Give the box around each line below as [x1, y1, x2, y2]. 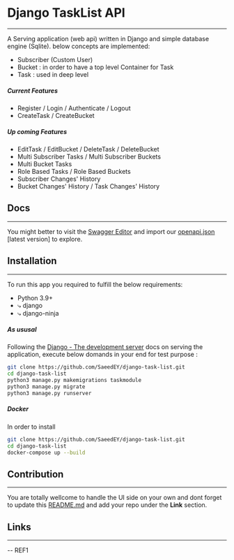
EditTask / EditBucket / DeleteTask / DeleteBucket [17, 145, 159, 153]
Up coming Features [7, 127, 68, 135]
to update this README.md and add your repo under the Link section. [7, 501, 208, 509]
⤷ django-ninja [17, 309, 59, 317]
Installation [7, 255, 57, 267]
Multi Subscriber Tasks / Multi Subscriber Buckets [17, 152, 162, 161]
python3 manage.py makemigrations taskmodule [7, 377, 141, 384]
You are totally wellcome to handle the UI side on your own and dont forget [7, 494, 222, 502]
